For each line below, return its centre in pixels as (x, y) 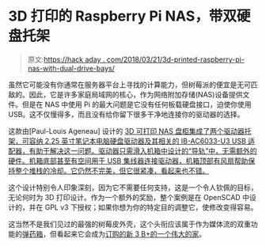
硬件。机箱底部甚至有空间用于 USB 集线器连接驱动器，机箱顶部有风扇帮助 (128, 161)
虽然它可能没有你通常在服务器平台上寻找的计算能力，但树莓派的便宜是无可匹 (133, 85)
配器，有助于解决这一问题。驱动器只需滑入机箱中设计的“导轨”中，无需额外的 (133, 150)
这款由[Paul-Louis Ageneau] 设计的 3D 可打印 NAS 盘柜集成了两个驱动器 (127, 131)
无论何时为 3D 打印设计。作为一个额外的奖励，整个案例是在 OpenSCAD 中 (129, 197)
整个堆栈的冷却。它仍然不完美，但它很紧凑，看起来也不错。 (112, 170)
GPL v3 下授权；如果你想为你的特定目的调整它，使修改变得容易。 (151, 207)
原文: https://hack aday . (66, 59)
